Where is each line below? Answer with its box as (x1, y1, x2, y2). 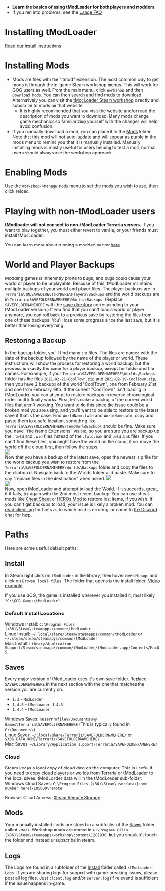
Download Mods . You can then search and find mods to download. (12, 92, 143, 98)
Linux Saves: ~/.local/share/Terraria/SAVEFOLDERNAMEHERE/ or (5, 732, 132, 737)
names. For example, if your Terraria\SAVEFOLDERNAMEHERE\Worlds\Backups (5, 370, 155, 376)
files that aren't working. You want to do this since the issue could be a (5, 402, 148, 408)
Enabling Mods (5, 167, 67, 178)
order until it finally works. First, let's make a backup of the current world (5, 397, 152, 402)
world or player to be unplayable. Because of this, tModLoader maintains (5, 280, 152, 286)
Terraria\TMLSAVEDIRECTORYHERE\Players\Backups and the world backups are (5, 291, 160, 297)
